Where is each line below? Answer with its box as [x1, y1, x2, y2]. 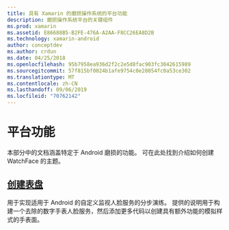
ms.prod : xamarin [7, 23, 57, 29]
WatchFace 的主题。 [7, 157, 65, 165]
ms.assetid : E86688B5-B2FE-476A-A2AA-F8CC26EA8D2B [7, 29, 154, 36]
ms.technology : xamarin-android [7, 36, 99, 42]
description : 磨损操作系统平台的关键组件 [7, 16, 113, 23]
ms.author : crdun [7, 49, 57, 55]
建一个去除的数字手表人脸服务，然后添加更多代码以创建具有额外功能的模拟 [7, 207, 217, 215]
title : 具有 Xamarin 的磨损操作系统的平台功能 [7, 10, 128, 17]
